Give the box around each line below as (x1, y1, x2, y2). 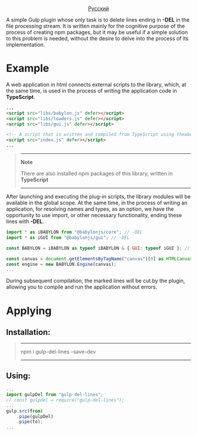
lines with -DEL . (6, 218, 45, 225)
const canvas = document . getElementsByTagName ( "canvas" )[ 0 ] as (6, 256, 164, 262)
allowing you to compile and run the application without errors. (6, 283, 157, 290)
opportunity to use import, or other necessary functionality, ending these (6, 212, 182, 219)
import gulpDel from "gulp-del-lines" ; (6, 392, 104, 398)
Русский (87, 5, 110, 12)
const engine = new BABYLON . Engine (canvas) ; (6, 261, 117, 267)
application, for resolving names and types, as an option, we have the (6, 205, 174, 213)
